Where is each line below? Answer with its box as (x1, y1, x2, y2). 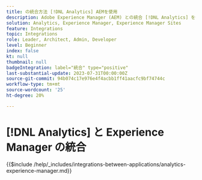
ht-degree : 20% (6, 92, 44, 98)
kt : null (6, 53, 28, 59)
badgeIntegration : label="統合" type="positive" (6, 64, 129, 71)
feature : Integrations (6, 25, 63, 32)
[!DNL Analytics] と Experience (6, 125, 164, 139)
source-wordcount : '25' (6, 87, 66, 93)
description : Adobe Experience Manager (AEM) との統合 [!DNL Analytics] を (6, 14, 196, 20)
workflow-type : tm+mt (6, 82, 61, 88)
